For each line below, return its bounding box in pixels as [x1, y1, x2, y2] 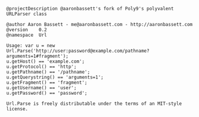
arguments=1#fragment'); [6, 53, 69, 59]
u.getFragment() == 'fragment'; [6, 80, 87, 86]
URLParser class [6, 11, 47, 17]
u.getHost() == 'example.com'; [6, 58, 85, 65]
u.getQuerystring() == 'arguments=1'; [6, 74, 104, 80]
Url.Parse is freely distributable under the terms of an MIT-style [6, 101, 182, 107]
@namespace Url [6, 32, 47, 38]
